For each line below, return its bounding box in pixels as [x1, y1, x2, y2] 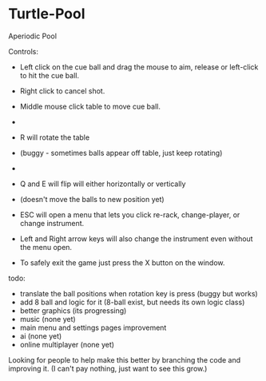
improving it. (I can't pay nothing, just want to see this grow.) [8, 363, 208, 373]
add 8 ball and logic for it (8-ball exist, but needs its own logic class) [19, 297, 245, 307]
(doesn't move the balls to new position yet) [19, 194, 165, 204]
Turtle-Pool [8, 5, 85, 23]
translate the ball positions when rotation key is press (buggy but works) [19, 288, 258, 298]
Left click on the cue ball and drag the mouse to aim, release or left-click [19, 62, 259, 72]
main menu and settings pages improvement [19, 323, 167, 332]
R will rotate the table [19, 133, 90, 142]
